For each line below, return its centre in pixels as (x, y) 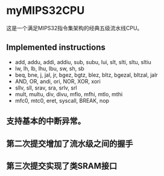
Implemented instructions (56, 47)
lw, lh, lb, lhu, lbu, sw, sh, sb (49, 68)
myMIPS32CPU (46, 11)
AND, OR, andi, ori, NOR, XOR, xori (58, 81)
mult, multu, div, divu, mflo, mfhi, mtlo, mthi (69, 94)
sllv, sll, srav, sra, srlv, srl (46, 88)
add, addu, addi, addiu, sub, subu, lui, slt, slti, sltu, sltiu (83, 62)
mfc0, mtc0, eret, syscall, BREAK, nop (62, 100)
